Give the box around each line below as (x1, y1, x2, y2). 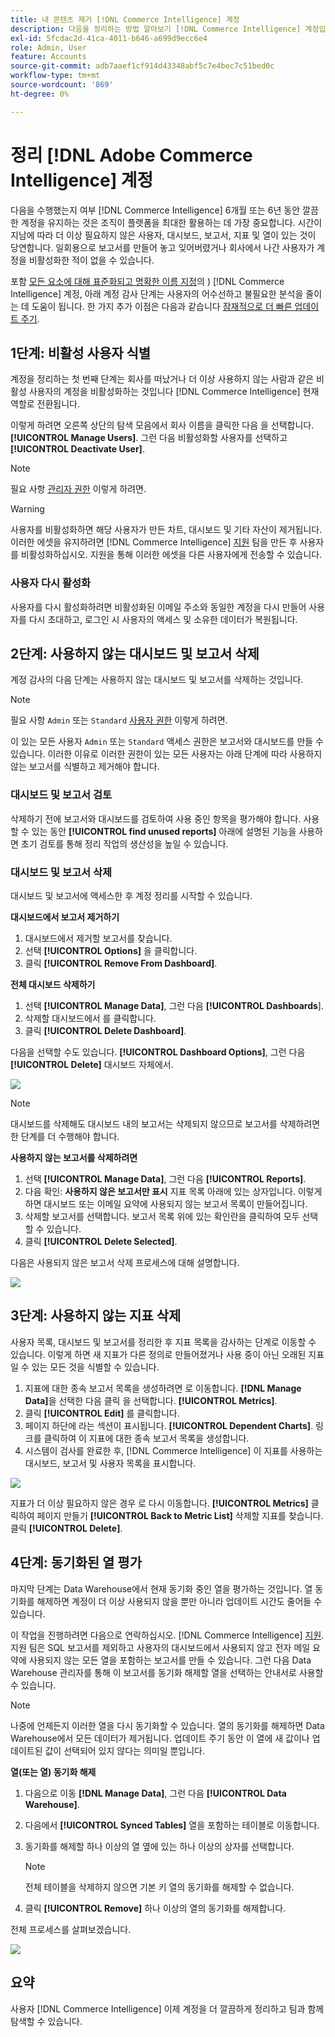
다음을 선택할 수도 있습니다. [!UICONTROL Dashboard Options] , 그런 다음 (10, 1046, 306, 1058)
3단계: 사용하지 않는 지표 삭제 (10, 1307, 182, 1325)
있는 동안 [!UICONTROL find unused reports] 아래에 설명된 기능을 (31, 825, 297, 837)
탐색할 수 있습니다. (10, 2015, 83, 2027)
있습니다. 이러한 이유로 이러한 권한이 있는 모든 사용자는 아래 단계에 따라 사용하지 (10, 748, 323, 760)
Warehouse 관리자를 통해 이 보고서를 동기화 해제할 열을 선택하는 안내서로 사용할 (10, 1666, 324, 1678)
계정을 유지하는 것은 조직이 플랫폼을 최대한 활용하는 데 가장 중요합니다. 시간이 (20, 216, 323, 228)
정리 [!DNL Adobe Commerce (10, 144, 253, 166)
